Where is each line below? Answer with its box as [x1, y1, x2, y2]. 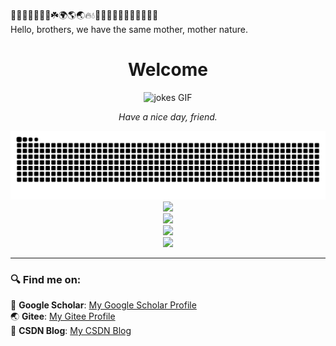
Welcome [128, 59, 208, 81]
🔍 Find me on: [10, 272, 82, 286]
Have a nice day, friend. [118, 110, 218, 123]
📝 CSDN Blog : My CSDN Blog [10, 324, 132, 336]
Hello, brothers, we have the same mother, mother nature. [10, 24, 249, 35]
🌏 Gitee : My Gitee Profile [10, 310, 116, 322]
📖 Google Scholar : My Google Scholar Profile [10, 299, 197, 311]
